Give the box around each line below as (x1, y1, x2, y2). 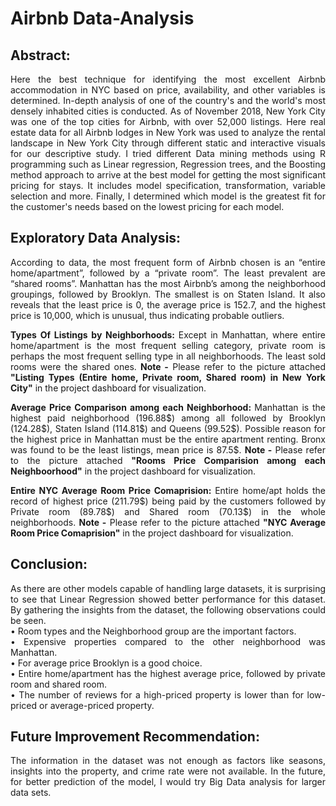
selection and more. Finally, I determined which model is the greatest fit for (10, 190, 326, 202)
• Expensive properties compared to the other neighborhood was (10, 635, 326, 647)
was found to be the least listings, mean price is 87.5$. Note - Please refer (10, 443, 327, 456)
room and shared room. (10, 678, 108, 690)
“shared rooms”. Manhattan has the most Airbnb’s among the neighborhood (10, 277, 326, 289)
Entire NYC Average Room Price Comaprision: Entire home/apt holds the (10, 484, 326, 496)
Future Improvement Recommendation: (10, 728, 260, 746)
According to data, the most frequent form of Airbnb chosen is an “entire (10, 256, 326, 268)
